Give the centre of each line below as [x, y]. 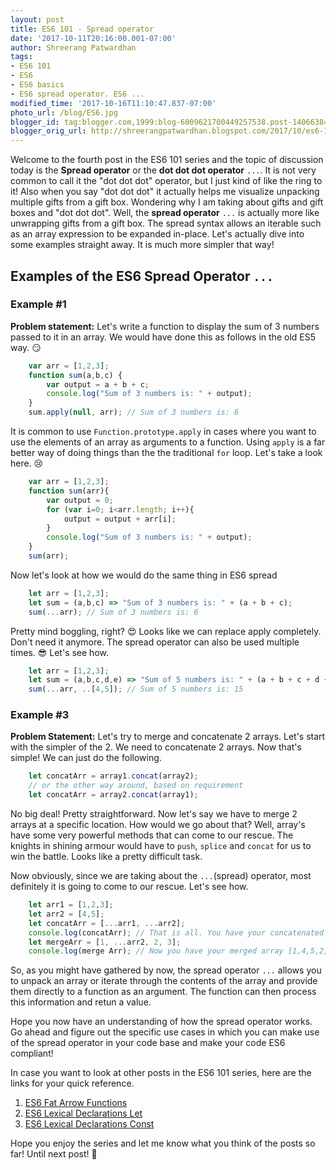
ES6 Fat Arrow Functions [76, 1103]
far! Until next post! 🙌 [54, 1154]
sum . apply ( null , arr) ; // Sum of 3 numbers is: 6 [134, 412]
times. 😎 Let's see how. [60, 652]
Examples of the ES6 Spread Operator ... [142, 276]
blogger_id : [35, 122]
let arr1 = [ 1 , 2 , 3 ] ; [71, 905]
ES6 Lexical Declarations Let [83, 1113]
